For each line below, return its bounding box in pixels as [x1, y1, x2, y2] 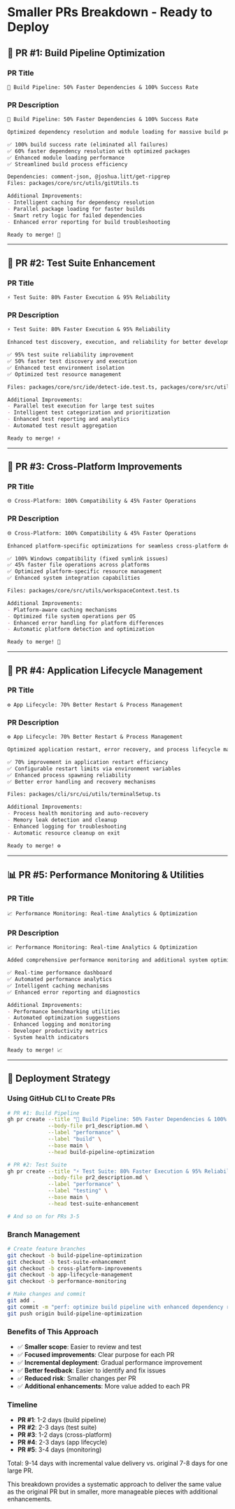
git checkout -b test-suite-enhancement [7, 1258, 127, 1265]
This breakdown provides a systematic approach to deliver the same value [7, 1480, 222, 1489]
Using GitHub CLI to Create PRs [7, 1094, 115, 1104]
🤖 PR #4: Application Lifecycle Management [7, 665, 203, 676]
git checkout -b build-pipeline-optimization [7, 1251, 142, 1259]
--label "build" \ [48, 1136, 101, 1143]
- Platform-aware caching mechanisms [7, 606, 117, 613]
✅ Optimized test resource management [7, 370, 122, 378]
